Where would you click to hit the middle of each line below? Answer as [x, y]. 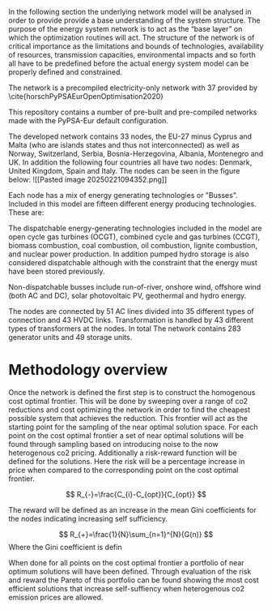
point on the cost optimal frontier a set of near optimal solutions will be [126, 435]
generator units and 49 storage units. [70, 337]
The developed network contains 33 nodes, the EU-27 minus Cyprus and [130, 136]
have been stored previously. [57, 271]
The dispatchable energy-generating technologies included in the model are [135, 228]
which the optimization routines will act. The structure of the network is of [132, 37]
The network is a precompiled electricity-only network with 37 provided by [133, 88]
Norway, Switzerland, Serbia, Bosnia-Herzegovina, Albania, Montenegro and [136, 154]
